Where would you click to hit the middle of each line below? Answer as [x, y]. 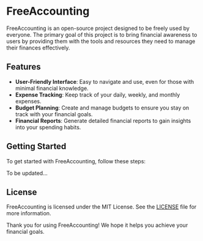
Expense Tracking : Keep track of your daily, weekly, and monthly [98, 95]
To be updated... [27, 173]
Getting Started [36, 146]
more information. [29, 213]
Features [24, 67]
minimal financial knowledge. [52, 88]
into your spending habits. [48, 127]
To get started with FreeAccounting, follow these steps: [76, 161]
